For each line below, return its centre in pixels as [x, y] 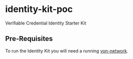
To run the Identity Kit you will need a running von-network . [67, 50]
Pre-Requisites [29, 39]
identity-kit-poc [39, 9]
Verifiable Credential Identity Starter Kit [46, 23]
